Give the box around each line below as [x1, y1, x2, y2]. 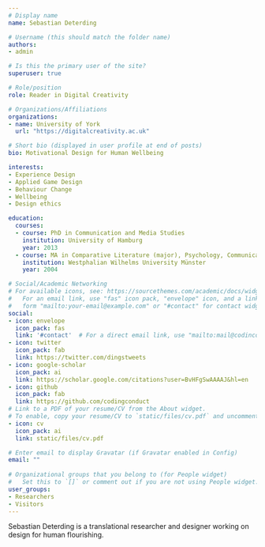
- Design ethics [8, 200, 62, 208]
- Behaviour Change [8, 185, 73, 194]
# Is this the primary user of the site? [8, 62, 147, 70]
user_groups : [8, 485, 51, 493]
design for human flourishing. [8, 530, 104, 540]
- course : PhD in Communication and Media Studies [15, 229, 185, 237]
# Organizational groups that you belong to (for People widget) [8, 471, 227, 479]
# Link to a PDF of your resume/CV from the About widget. [8, 405, 207, 413]
